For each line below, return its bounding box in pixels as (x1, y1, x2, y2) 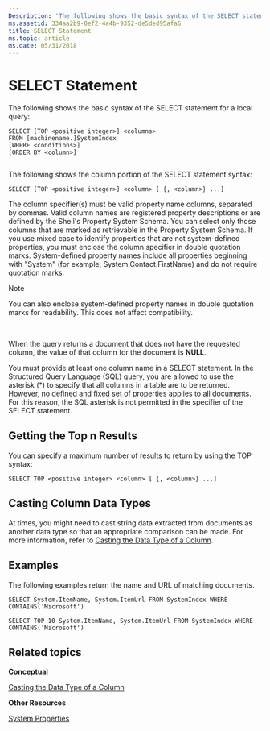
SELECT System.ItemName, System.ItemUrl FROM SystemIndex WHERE (8, 596, 228, 604)
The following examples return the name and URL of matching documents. (8, 579, 255, 589)
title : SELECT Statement (8, 27, 92, 35)
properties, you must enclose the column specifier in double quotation (8, 243, 241, 252)
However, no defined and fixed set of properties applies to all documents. (8, 388, 252, 399)
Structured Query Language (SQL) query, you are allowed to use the (8, 372, 235, 381)
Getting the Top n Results (8, 429, 138, 443)
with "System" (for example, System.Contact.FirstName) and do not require (8, 260, 258, 269)
